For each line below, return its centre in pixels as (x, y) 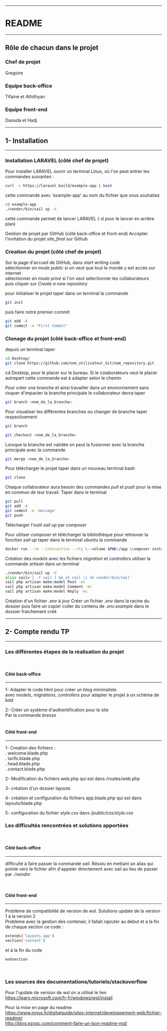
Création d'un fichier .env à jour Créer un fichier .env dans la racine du (77, 601)
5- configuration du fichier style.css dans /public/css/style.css (69, 813)
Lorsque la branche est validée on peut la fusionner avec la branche (75, 444)
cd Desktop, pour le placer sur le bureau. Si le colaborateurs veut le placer (81, 373)
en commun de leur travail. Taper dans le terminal (56, 492)
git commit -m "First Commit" (37, 326)
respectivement (21, 417)
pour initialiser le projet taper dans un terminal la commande (67, 293)
